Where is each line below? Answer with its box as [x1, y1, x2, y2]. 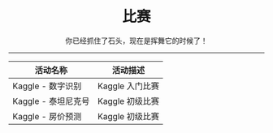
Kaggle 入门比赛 [97, 80, 160, 92]
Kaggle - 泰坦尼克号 [12, 95, 90, 106]
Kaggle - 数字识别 [12, 80, 82, 92]
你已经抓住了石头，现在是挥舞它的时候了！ [65, 36, 208, 45]
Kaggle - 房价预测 [12, 110, 82, 122]
